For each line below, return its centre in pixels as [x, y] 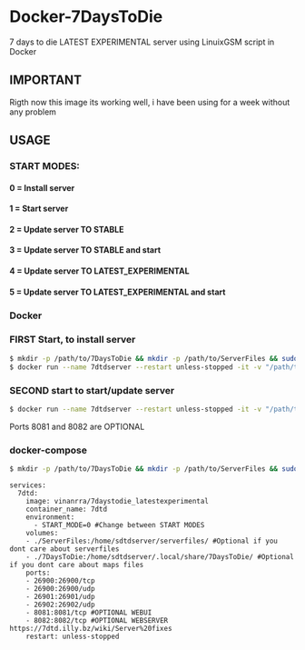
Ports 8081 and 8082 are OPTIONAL [77, 426]
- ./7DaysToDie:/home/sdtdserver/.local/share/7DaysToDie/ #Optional [160, 556]
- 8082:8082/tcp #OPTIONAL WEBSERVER [97, 620]
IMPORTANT [45, 80]
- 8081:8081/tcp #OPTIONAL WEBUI [89, 612]
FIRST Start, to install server [73, 340]
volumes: [42, 533]
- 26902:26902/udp [60, 605]
